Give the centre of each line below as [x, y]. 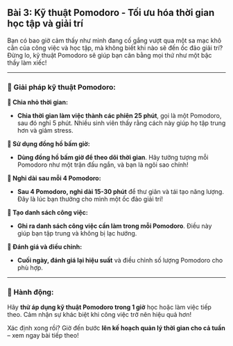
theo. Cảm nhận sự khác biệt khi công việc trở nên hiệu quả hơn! [100, 315]
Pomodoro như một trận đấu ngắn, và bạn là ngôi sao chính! [103, 165]
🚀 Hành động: [31, 293]
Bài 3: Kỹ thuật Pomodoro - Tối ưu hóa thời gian [111, 13]
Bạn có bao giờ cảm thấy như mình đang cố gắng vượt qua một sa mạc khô [114, 40]
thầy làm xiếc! [27, 63]
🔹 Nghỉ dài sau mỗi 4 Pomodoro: [54, 179]
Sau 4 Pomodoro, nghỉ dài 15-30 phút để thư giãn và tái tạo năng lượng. [120, 192]
